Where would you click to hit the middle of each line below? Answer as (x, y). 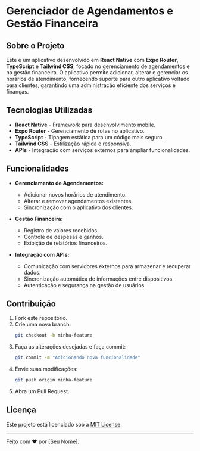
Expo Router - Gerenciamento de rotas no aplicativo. (79, 131)
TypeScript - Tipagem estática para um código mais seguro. (89, 137)
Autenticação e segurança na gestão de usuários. (85, 285)
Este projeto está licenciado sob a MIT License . (64, 424)
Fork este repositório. (41, 318)
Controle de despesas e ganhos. (64, 237)
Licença (21, 410)
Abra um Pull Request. (42, 391)
